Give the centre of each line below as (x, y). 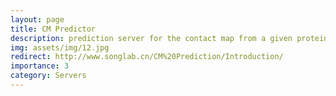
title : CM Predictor (53, 29)
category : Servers (48, 76)
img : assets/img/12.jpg (60, 47)
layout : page (37, 19)
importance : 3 (40, 66)
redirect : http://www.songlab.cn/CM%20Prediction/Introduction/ (147, 57)
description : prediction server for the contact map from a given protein (169, 38)
